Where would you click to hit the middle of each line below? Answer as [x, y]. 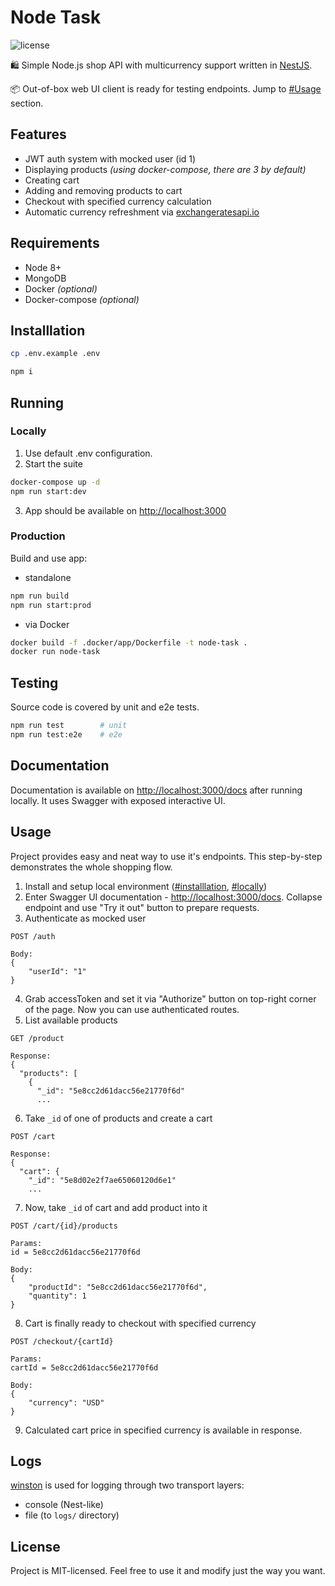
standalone [48, 577]
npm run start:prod [51, 605]
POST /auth [33, 936]
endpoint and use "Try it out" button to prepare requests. [142, 907]
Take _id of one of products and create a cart [118, 1118]
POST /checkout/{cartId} [62, 1341]
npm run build [40, 596]
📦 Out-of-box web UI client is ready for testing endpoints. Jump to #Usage [166, 88]
